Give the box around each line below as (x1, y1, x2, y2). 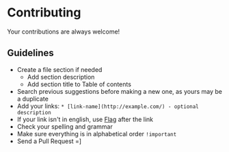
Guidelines (7, 47, 54, 59)
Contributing (7, 5, 81, 21)
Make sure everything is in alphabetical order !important (16, 129, 177, 138)
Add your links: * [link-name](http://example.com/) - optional (16, 101, 200, 110)
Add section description (27, 73, 95, 81)
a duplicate (16, 94, 49, 103)
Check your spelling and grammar (16, 122, 113, 131)
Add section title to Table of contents (27, 80, 132, 88)
